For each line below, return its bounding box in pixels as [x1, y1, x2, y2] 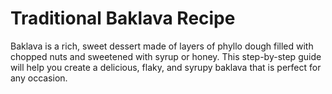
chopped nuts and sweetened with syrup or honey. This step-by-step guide [10, 50, 322, 62]
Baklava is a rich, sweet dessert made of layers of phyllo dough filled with [10, 40, 314, 52]
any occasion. [10, 72, 68, 84]
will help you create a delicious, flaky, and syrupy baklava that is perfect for [10, 61, 322, 73]
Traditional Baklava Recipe [10, 7, 236, 30]
